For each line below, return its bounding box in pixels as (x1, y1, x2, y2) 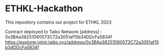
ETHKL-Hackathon (5, 3, 83, 14)
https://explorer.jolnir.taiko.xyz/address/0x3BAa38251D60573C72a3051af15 (5, 39, 159, 45)
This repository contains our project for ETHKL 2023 (5, 19, 112, 25)
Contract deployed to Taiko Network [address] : (5, 28, 102, 34)
